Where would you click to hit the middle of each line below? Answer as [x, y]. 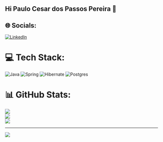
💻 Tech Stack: [35, 57]
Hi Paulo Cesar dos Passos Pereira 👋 [61, 9]
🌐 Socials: [21, 25]
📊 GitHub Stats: [38, 95]
